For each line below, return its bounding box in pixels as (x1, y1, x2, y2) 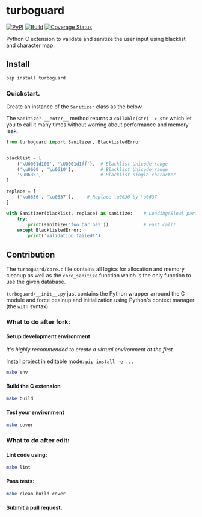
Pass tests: (6, 477, 35, 484)
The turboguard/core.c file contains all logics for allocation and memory (6, 265, 185, 273)
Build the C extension (6, 382, 61, 389)
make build (6, 395, 34, 402)
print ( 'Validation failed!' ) (28, 233, 101, 239)
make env (6, 370, 28, 376)
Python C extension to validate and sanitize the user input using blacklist (6, 35, 186, 42)
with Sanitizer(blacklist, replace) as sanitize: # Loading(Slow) (6, 210, 185, 217)
